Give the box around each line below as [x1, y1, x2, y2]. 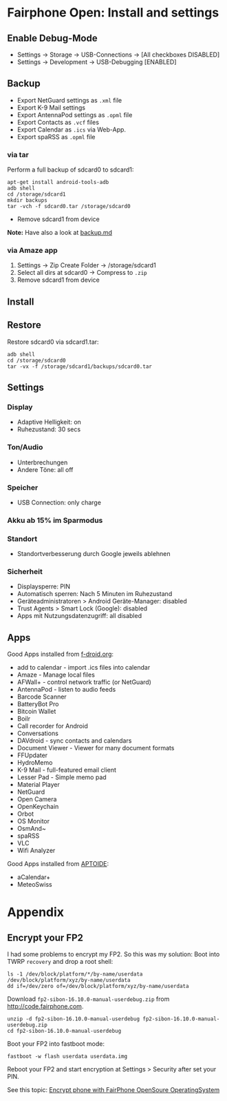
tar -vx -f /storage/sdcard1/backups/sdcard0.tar [7, 363, 153, 370]
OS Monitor [17, 817, 50, 825]
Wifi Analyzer [17, 846, 56, 855]
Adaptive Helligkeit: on [17, 418, 81, 426]
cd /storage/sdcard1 [7, 191, 67, 198]
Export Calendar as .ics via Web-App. [17, 125, 126, 134]
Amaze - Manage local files [17, 670, 95, 679]
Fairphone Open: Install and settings [7, 5, 219, 21]
